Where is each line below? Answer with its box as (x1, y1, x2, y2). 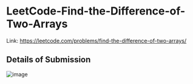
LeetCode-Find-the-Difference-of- (6, 4, 186, 18)
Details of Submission (6, 54, 91, 65)
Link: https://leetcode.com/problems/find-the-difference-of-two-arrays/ (6, 37, 187, 44)
